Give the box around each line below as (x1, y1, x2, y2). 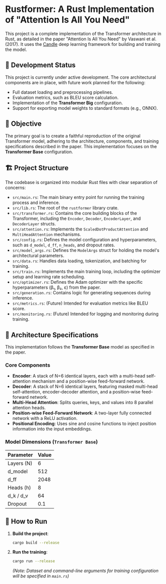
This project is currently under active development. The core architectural (5, 74, 157, 80)
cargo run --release (12, 559, 55, 564)
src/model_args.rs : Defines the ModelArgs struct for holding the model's (12, 247, 160, 253)
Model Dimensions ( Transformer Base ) (5, 438, 98, 445)
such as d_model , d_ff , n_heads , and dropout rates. (12, 242, 115, 248)
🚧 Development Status (5, 61, 76, 69)
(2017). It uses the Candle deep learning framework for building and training (5, 41, 161, 47)
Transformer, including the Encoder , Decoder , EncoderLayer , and (12, 215, 141, 221)
